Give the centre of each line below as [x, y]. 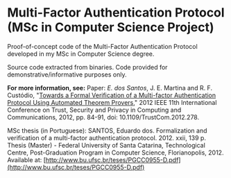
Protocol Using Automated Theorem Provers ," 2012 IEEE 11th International [112, 102]
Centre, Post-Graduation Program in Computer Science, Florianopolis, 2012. [115, 152]
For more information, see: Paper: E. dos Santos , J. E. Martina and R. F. [110, 88]
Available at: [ [27, 159]
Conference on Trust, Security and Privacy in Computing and [94, 110]
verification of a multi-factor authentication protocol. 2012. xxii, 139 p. [107, 138]
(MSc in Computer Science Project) [111, 27]
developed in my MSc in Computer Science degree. [81, 54]
